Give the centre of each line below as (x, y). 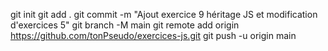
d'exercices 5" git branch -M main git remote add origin (125, 25)
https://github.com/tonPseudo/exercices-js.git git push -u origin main (153, 35)
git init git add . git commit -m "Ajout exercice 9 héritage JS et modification (164, 14)
